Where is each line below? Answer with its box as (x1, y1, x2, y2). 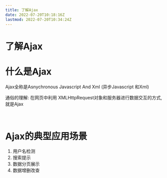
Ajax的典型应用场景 (5, 131, 88, 142)
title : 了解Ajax (5, 7, 38, 13)
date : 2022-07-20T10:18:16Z (5, 12, 65, 17)
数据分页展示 (12, 161, 40, 167)
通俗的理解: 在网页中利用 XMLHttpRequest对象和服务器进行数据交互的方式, (5, 94, 162, 100)
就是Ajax (5, 100, 24, 107)
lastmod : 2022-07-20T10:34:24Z (5, 17, 72, 22)
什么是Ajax (5, 66, 52, 77)
